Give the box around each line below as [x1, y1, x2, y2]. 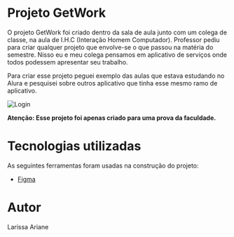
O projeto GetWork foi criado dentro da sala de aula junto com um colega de [7, 28, 228, 36]
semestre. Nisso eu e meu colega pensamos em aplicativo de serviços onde [7, 50, 228, 59]
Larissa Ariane [7, 222, 49, 231]
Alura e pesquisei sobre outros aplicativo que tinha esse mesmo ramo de [7, 79, 218, 87]
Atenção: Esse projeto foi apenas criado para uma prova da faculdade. [7, 114, 216, 122]
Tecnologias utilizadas [7, 138, 142, 154]
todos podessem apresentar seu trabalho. [7, 57, 128, 66]
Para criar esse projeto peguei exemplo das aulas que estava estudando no [7, 72, 225, 80]
